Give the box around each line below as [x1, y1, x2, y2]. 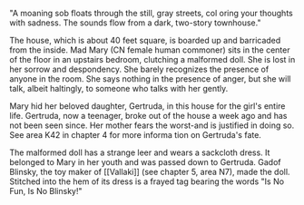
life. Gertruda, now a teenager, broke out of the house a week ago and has [9, 111, 288, 121]
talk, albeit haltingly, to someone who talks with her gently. [9, 83, 229, 93]
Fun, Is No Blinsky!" [9, 186, 83, 196]
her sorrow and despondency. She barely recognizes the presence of [9, 63, 270, 74]
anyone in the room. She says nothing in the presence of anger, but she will [9, 73, 291, 84]
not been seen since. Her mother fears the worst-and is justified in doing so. [9, 120, 295, 131]
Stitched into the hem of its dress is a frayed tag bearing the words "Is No [9, 176, 284, 187]
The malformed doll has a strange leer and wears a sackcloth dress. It [9, 147, 270, 158]
